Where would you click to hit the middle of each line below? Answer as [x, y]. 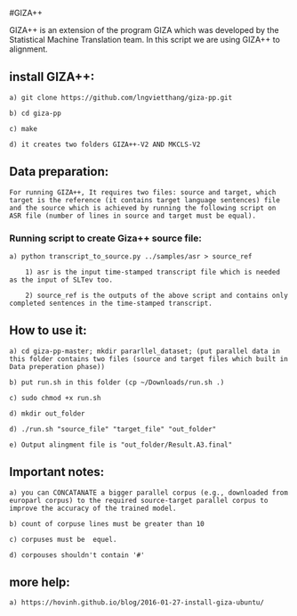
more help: [40, 582]
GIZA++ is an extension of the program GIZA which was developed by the [144, 30]
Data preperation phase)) [57, 366]
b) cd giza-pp [36, 113]
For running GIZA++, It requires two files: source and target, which [143, 192]
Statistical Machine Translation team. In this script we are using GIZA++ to [144, 40]
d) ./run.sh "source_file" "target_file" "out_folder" [113, 429]
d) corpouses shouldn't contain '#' [77, 555]
